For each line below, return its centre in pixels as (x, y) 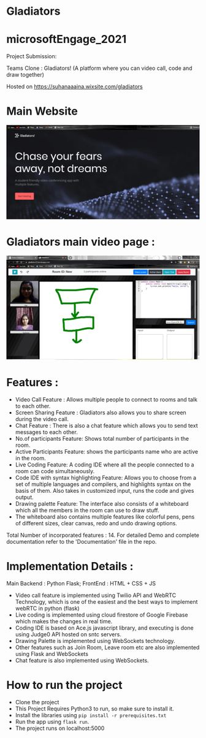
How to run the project (64, 685)
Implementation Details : (70, 566)
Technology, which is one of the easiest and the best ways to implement (106, 601)
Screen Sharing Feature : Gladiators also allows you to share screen (101, 413)
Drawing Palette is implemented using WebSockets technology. (95, 641)
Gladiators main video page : (81, 242)
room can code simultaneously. (55, 471)
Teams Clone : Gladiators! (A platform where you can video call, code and (99, 68)
